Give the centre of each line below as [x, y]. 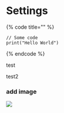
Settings [27, 11]
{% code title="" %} [30, 27]
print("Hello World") [33, 43]
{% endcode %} [26, 53]
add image [21, 91]
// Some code [22, 37]
